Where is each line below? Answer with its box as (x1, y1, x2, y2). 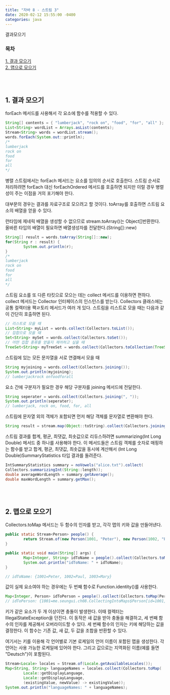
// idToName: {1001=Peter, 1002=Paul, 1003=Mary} (5, 574, 112, 579)
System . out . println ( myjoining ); (5, 369, 73, 374)
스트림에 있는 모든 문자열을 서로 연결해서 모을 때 (5, 354, 100, 360)
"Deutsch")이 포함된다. (5, 651, 52, 657)
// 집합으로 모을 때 (5, 330, 41, 336)
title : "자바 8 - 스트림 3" (5, 7, 59, 13)
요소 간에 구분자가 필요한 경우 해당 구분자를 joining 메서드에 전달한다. (5, 384, 142, 390)
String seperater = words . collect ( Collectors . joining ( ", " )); (5, 394, 139, 399)
